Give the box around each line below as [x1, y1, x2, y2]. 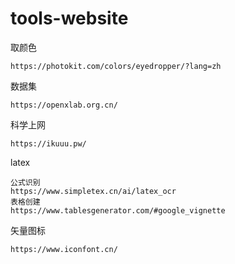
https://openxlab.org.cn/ [10, 100, 118, 110]
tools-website [10, 7, 129, 30]
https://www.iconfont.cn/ [10, 244, 118, 254]
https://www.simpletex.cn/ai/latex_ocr [10, 186, 177, 196]
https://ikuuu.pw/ [10, 138, 87, 149]
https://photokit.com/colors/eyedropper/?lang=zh [10, 61, 222, 71]
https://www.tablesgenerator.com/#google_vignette [10, 205, 226, 216]
